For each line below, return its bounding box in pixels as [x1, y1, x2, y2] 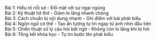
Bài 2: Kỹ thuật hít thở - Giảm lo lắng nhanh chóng [5, 10, 109, 16]
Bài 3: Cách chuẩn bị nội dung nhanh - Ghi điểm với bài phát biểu [5, 15, 141, 21]
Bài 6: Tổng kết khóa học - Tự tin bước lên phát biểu [5, 31, 113, 37]
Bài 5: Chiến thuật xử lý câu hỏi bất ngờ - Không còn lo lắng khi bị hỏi [5, 26, 150, 32]
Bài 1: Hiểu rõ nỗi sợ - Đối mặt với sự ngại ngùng [5, 5, 105, 10]
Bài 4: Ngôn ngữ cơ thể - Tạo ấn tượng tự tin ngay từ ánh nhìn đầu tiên [5, 20, 151, 26]
